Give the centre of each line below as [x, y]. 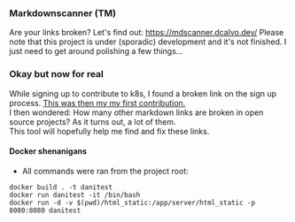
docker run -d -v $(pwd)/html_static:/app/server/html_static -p [132, 203]
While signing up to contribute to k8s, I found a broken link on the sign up [143, 93]
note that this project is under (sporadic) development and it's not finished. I [148, 42]
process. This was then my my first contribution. [97, 103]
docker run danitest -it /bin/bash [75, 195]
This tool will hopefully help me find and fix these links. [109, 131]
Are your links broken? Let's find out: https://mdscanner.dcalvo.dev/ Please [147, 33]
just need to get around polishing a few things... [96, 51]
